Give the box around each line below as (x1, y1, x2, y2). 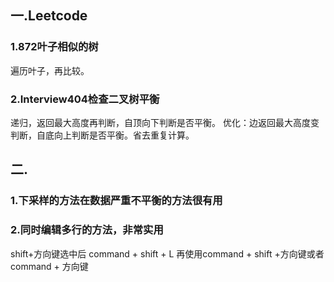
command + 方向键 (10, 260, 89, 272)
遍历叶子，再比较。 (10, 64, 90, 76)
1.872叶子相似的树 (10, 40, 99, 54)
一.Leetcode (10, 7, 88, 25)
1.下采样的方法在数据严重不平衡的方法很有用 (10, 194, 223, 208)
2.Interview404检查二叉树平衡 (10, 92, 160, 106)
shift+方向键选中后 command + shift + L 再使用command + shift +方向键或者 (10, 247, 325, 260)
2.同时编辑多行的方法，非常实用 (10, 223, 164, 237)
